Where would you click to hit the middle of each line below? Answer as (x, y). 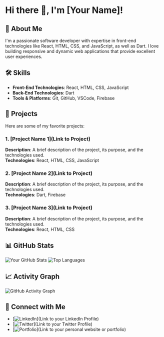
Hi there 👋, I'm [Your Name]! (64, 10)
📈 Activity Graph (32, 276)
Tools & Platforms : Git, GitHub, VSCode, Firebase (63, 98)
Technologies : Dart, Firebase (35, 195)
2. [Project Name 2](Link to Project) (49, 173)
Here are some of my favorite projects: (45, 126)
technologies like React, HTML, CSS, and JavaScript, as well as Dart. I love (82, 46)
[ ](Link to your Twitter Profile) (52, 324)
